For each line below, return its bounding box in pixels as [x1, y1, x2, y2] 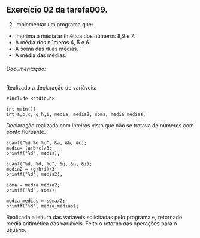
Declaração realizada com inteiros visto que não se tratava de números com [6, 122, 194, 129]
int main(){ [6, 106, 36, 112]
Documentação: [6, 66, 46, 73]
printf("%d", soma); [6, 188, 58, 194]
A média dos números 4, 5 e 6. [14, 38, 91, 46]
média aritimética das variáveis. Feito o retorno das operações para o [6, 220, 177, 227]
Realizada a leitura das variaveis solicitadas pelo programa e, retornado [6, 213, 183, 221]
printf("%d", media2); [6, 171, 63, 178]
